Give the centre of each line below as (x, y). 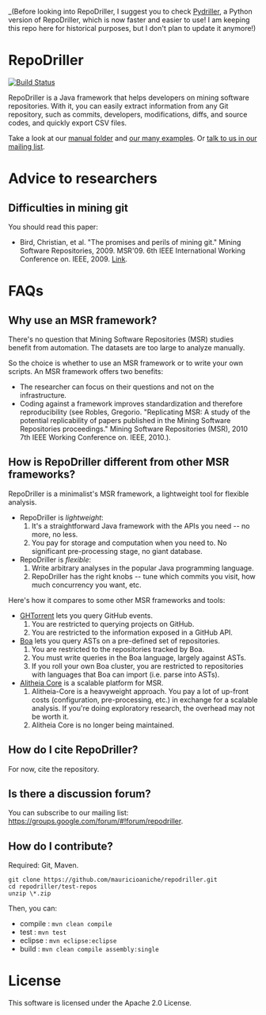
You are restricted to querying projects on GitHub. (113, 624)
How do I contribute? (61, 846)
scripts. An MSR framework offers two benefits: (86, 371)
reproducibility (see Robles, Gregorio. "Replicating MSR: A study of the (135, 412)
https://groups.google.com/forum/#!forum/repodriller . (96, 821)
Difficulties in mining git (68, 208)
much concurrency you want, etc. (86, 585)
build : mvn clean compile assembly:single (89, 949)
